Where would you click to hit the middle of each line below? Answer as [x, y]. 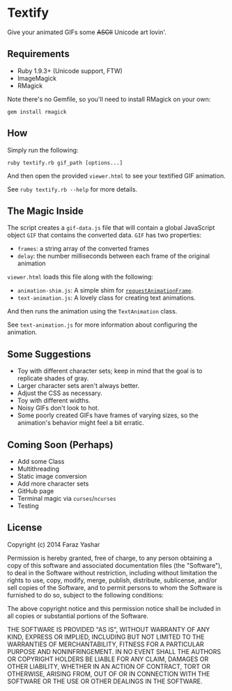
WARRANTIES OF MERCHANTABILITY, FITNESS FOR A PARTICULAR [106, 644]
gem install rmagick [37, 112]
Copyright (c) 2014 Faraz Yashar [54, 544]
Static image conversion [52, 476]
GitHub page [36, 491]
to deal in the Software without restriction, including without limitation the [112, 573]
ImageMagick [37, 78]
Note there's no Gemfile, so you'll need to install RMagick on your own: [109, 99]
